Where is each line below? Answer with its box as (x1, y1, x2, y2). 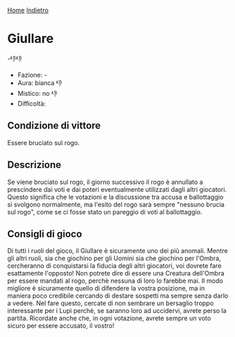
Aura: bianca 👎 (17, 78, 63, 87)
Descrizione (7, 159, 62, 171)
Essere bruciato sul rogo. (7, 138, 80, 147)
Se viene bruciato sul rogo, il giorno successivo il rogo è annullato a (7, 178, 203, 186)
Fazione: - (17, 71, 47, 79)
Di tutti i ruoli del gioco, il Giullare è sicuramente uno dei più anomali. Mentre (7, 247, 229, 255)
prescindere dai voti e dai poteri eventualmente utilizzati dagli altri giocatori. (7, 185, 227, 193)
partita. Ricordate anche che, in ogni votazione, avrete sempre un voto (7, 314, 211, 323)
